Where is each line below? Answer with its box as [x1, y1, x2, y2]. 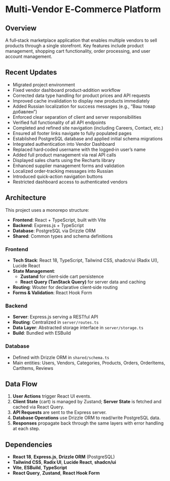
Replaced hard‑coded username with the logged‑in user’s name [12, 146, 146, 152]
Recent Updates [5, 68, 57, 77]
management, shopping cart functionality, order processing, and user [5, 48, 151, 54]
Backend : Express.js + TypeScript [12, 222, 84, 228]
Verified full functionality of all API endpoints [12, 119, 106, 125]
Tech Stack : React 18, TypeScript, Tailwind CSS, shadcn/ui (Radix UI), [12, 257, 159, 263]
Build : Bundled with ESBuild [12, 330, 71, 336]
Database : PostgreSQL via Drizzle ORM [12, 228, 96, 234]
